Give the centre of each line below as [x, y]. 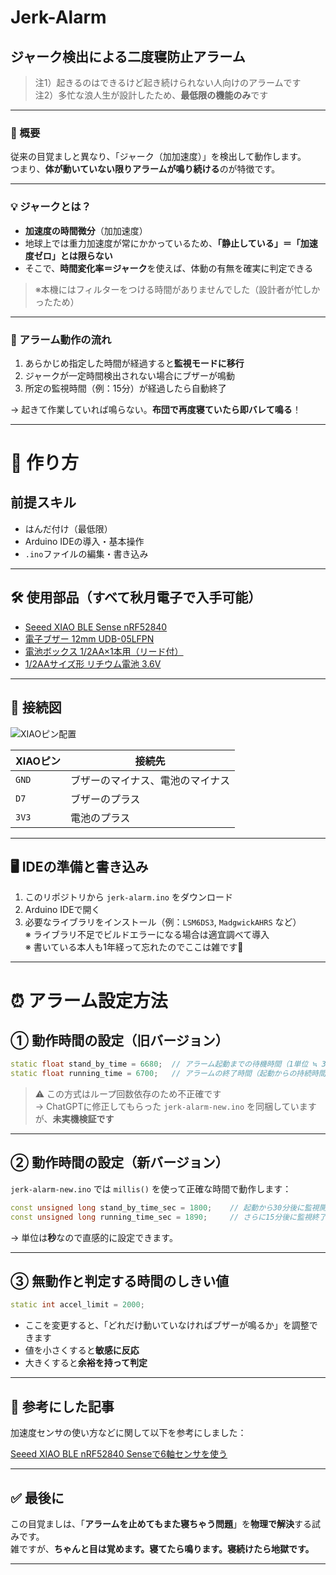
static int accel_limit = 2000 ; [77, 1305]
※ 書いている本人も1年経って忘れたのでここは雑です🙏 [134, 947]
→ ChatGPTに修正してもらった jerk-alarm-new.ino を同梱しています [175, 1107]
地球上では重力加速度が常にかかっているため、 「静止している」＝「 [162, 243]
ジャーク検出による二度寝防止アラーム [128, 56]
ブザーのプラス [105, 799]
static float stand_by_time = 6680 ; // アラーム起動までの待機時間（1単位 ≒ [164, 1064]
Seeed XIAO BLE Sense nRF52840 [96, 627]
